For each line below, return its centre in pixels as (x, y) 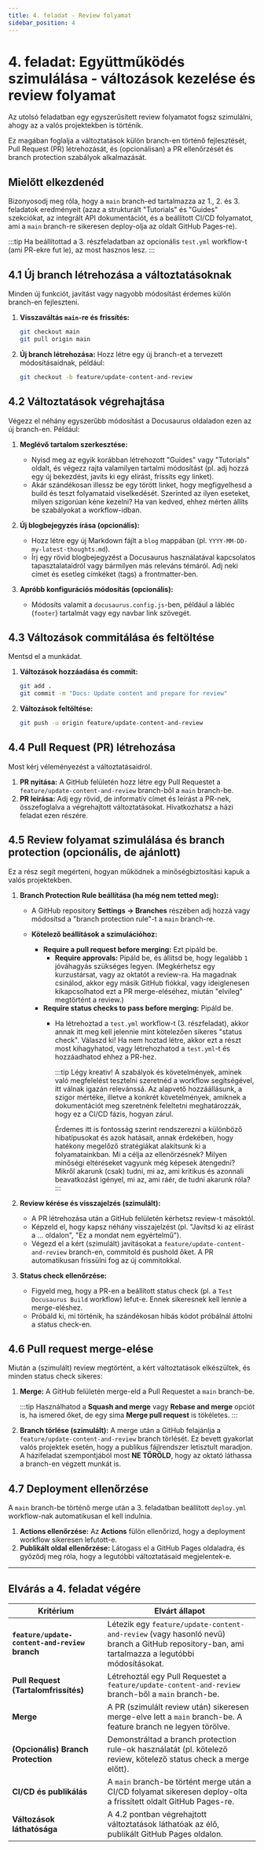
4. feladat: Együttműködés (97, 62)
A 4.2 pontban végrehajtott (157, 1814)
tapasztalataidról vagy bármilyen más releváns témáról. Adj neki (134, 565)
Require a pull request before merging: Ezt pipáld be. (130, 949)
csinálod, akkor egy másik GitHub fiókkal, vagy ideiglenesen (152, 983)
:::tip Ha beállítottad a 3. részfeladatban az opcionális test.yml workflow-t (128, 242)
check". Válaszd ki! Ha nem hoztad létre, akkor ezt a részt (148, 1040)
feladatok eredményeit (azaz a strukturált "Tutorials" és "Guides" (113, 210)
